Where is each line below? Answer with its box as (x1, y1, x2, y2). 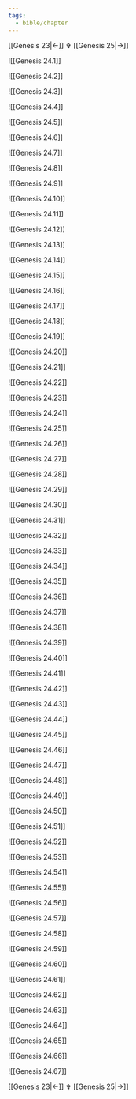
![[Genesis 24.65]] (8, 1036, 68, 1045)
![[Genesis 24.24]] (8, 408, 68, 417)
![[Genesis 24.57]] (8, 913, 67, 923)
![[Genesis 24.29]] (8, 484, 68, 494)
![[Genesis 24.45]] (8, 729, 68, 739)
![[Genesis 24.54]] (8, 867, 68, 877)
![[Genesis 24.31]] (8, 515, 66, 525)
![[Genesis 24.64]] (8, 1020, 68, 1029)
